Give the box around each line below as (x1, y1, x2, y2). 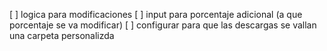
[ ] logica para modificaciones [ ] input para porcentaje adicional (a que (9, 9, 303, 20)
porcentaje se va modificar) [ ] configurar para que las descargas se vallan (9, 19, 317, 31)
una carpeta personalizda (9, 30, 115, 41)
